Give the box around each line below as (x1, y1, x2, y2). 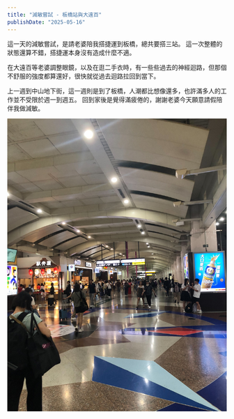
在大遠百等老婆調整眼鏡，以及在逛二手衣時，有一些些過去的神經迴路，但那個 (7, 63, 227, 71)
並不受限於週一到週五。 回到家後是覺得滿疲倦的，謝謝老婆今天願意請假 (13, 95, 217, 104)
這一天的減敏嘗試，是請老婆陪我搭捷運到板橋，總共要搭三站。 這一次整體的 (7, 39, 223, 48)
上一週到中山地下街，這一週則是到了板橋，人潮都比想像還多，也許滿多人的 (7, 86, 221, 95)
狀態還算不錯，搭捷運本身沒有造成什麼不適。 (7, 48, 136, 56)
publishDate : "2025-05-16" (7, 18, 86, 26)
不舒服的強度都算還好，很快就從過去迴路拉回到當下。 (7, 72, 160, 80)
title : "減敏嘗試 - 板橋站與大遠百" (7, 11, 102, 18)
